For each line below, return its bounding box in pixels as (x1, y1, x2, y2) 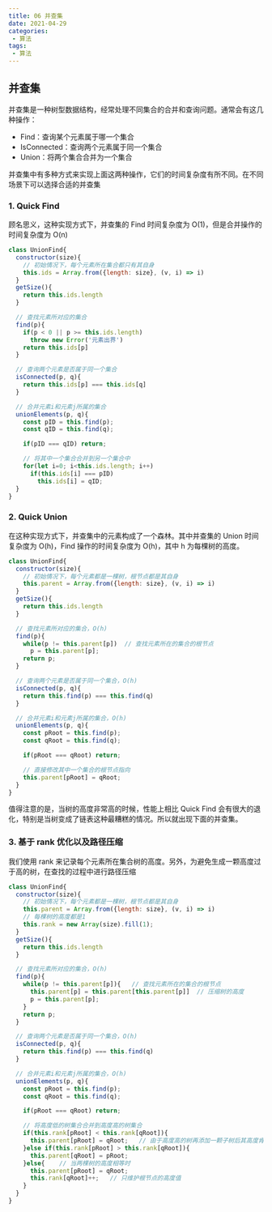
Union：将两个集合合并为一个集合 (19, 151, 133, 162)
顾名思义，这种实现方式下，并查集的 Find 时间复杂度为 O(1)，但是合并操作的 (8, 220, 262, 229)
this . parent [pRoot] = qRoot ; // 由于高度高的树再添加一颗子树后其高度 (29, 1137, 259, 1145)
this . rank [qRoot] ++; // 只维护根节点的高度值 (29, 1174, 181, 1183)
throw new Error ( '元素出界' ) (29, 335, 124, 344)
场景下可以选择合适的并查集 (8, 179, 101, 189)
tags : (8, 42, 27, 50)
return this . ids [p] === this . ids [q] (23, 381, 147, 389)
